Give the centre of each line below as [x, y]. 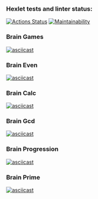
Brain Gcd [21, 121]
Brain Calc [21, 93]
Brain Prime [23, 177]
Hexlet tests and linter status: [49, 9]
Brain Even [22, 65]
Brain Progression [32, 149]
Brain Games [25, 37]
